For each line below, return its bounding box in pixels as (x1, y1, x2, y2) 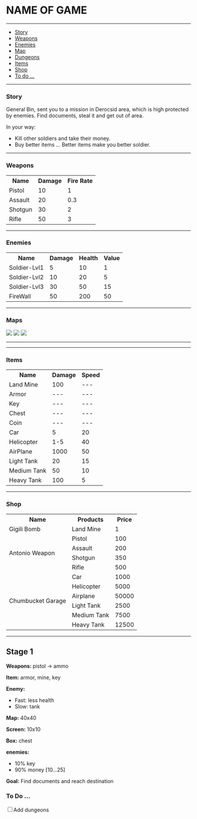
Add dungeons (13, 806, 49, 813)
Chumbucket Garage (9, 597, 66, 605)
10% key (14, 760, 36, 767)
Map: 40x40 (6, 714, 37, 721)
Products (77, 515, 104, 524)
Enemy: (6, 685, 25, 692)
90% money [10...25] (14, 766, 66, 773)
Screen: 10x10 (6, 725, 41, 733)
